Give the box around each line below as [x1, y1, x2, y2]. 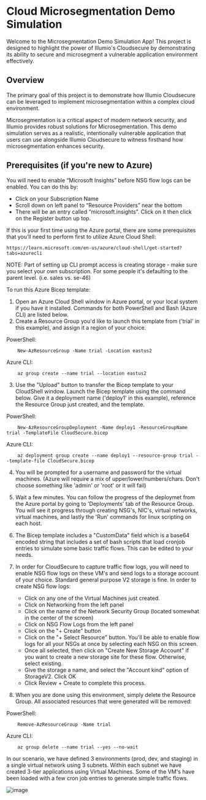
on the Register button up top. [15, 214, 91, 222]
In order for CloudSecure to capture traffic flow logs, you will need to [15, 563, 189, 570]
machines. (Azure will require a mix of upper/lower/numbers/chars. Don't [15, 475, 200, 483]
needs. [15, 551, 33, 558]
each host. [15, 519, 42, 527]
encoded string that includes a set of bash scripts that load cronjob [15, 538, 185, 545]
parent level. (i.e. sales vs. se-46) [6, 274, 91, 281]
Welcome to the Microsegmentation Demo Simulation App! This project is [6, 37, 191, 45]
